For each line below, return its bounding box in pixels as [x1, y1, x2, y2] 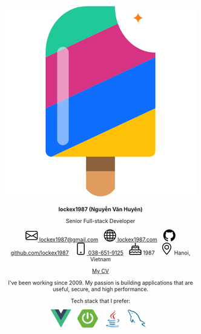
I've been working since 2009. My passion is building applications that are [7, 279, 194, 286]
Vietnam [90, 255, 111, 262]
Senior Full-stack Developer [65, 217, 136, 224]
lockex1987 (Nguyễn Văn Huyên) [58, 205, 143, 213]
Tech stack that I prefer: [70, 297, 131, 304]
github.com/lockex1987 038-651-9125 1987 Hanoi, [10, 249, 191, 256]
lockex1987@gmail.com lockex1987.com [39, 236, 157, 243]
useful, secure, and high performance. [52, 286, 149, 293]
